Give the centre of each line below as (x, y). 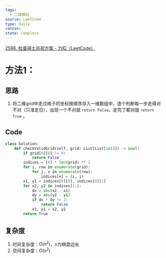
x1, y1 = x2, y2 (49, 209)
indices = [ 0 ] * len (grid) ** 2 (57, 162)
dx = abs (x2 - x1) (51, 191)
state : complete (22, 33)
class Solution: (22, 144)
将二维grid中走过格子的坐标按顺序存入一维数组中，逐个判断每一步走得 (84, 103)
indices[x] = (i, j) (62, 177)
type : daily (17, 24)
